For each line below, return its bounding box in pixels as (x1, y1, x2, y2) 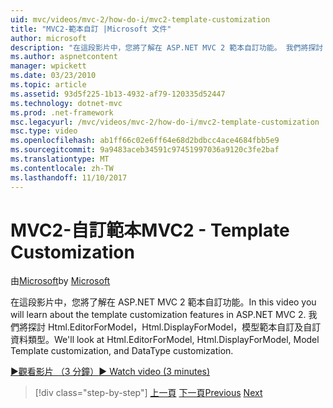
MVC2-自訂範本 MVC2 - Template (10, 219, 290, 241)
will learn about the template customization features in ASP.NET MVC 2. (10, 309, 307, 321)
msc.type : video (10, 126, 78, 136)
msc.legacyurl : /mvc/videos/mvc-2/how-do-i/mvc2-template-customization (10, 117, 320, 127)
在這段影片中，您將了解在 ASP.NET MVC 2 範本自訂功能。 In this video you (10, 296, 317, 308)
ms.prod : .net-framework (10, 107, 114, 118)
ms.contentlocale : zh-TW (10, 163, 114, 173)
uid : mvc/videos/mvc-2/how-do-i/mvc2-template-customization (10, 14, 271, 25)
